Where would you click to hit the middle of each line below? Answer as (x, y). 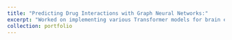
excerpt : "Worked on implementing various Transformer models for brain (114, 20)
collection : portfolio (40, 26)
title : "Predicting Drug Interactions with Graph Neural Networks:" (108, 13)
